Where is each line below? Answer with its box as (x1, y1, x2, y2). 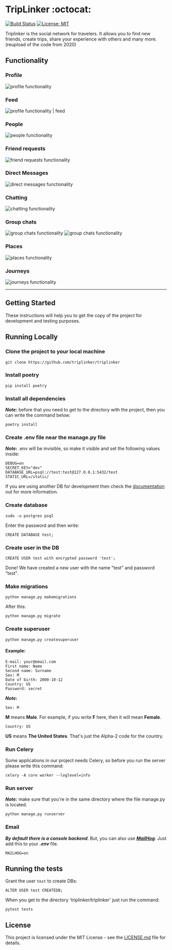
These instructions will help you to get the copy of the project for (5, 312, 142, 319)
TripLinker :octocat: (5, 4, 91, 15)
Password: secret (5, 686, 42, 691)
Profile (5, 72, 23, 79)
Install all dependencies (5, 395, 66, 402)
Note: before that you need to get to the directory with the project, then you (5, 407, 165, 413)
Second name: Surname (5, 668, 52, 673)
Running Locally (5, 332, 58, 342)
